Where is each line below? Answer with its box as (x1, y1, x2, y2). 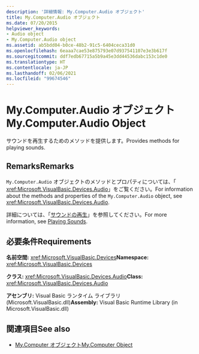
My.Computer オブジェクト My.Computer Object (14, 341, 133, 348)
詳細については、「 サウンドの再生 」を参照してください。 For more (6, 211, 167, 218)
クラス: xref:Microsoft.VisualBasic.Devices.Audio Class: (6, 272, 143, 280)
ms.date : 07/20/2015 (6, 20, 58, 26)
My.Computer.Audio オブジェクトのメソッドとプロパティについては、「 (6, 178, 177, 185)
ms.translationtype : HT (6, 59, 66, 65)
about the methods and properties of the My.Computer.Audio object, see (6, 192, 183, 199)
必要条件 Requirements (6, 236, 92, 247)
